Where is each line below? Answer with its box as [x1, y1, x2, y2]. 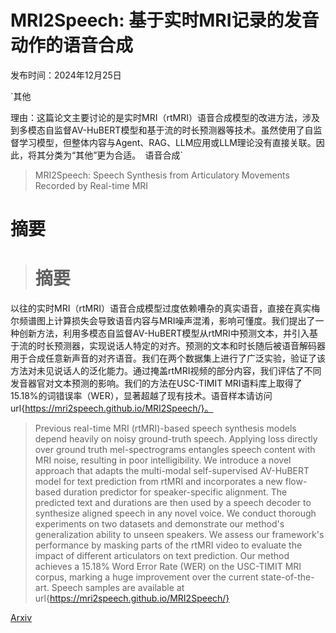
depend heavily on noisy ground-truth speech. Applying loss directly [34, 433, 318, 445]
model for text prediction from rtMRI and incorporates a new [34, 476, 283, 488]
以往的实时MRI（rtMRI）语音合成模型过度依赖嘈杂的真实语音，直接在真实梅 [10, 302, 320, 315]
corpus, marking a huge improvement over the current [34, 571, 259, 583]
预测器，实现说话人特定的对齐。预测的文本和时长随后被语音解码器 [53, 340, 326, 352]
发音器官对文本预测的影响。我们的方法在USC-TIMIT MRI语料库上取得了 [10, 377, 303, 390]
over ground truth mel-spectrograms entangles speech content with [34, 444, 316, 456]
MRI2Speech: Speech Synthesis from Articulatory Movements [34, 169, 290, 181]
